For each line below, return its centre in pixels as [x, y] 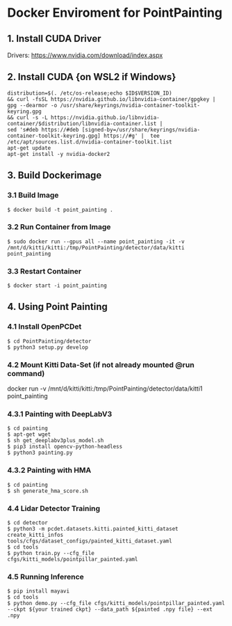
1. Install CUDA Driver [55, 39]
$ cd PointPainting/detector [49, 341]
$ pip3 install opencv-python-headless [65, 447]
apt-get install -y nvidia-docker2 [59, 154]
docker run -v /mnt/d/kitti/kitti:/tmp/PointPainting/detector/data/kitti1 [105, 389]
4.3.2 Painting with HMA [49, 470]
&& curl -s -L [28, 117]
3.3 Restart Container [44, 271]
